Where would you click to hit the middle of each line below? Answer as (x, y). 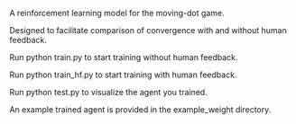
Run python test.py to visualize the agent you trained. (108, 92)
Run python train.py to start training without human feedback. (124, 57)
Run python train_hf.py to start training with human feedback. (123, 75)
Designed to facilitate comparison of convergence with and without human (148, 30)
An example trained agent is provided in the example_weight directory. (140, 110)
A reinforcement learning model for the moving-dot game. (117, 13)
